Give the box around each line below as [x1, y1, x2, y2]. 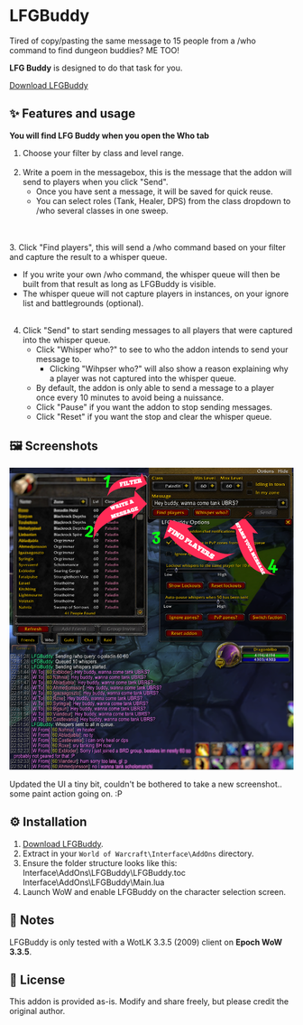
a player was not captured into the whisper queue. [49, 372, 237, 384]
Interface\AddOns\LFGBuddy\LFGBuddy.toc [22, 867, 187, 878]
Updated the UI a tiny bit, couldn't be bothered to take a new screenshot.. [9, 778, 282, 789]
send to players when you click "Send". [22, 176, 169, 187]
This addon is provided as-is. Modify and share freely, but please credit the [9, 996, 289, 1007]
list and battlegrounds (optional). [22, 297, 144, 308]
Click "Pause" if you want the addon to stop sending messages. [35, 401, 273, 412]
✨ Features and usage [9, 106, 136, 122]
